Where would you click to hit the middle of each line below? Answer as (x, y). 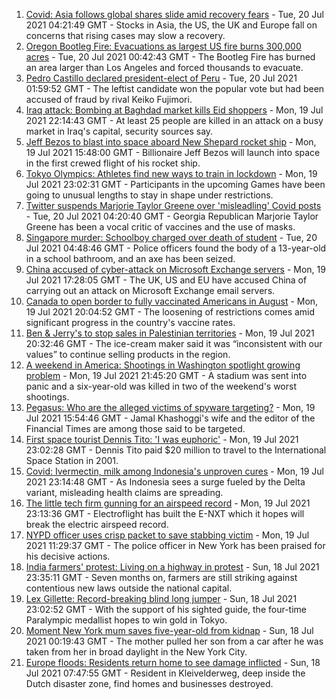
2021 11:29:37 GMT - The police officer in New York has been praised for (175, 545)
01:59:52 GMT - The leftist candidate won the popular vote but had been (175, 88)
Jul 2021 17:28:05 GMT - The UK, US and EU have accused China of (166, 280)
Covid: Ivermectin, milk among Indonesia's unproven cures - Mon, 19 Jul (174, 471)
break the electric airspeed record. (97, 524)
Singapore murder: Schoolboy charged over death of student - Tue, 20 (171, 237)
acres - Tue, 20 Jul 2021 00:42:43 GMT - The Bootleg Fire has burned (170, 57)
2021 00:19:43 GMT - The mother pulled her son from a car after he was (174, 641)
